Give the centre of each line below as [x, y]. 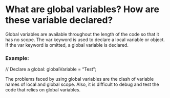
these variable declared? [59, 20]
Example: [17, 58]
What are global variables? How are [82, 9]
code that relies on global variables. [43, 90]
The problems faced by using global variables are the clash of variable [80, 79]
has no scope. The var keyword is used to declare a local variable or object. [85, 40]
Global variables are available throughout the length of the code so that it [82, 34]
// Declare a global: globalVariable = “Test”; [51, 69]
